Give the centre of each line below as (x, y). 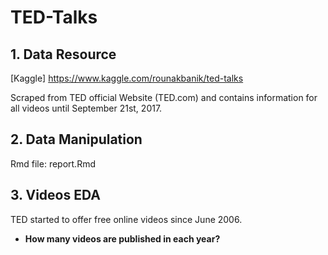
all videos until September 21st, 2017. (86, 108)
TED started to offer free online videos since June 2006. (126, 219)
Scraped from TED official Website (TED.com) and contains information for (164, 97)
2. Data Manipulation (76, 139)
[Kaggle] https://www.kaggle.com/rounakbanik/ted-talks (127, 78)
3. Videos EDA (55, 195)
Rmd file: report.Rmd (53, 163)
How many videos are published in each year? (122, 238)
